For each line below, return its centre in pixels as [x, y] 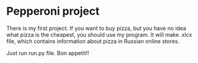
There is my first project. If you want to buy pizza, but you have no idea [96, 28]
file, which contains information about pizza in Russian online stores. [93, 41]
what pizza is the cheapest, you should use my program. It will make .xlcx [99, 34]
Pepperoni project [53, 11]
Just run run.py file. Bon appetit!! [48, 53]
